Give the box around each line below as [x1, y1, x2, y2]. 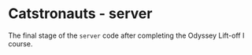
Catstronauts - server [8, 5, 153, 23]
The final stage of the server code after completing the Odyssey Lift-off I [8, 31, 245, 40]
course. [8, 38, 33, 48]
